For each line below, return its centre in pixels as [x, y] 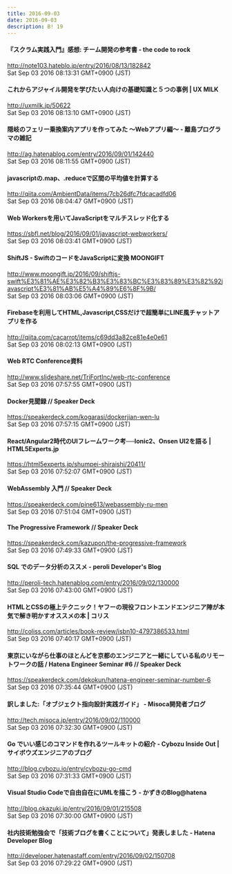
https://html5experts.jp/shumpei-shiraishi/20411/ [76, 464]
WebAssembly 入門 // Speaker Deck [60, 488]
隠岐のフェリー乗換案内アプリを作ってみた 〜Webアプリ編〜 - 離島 [102, 130]
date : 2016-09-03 [32, 20]
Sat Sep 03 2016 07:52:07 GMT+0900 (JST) [70, 471]
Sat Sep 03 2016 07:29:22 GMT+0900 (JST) [70, 863]
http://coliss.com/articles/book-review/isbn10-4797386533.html [98, 631]
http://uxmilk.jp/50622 [39, 105]
